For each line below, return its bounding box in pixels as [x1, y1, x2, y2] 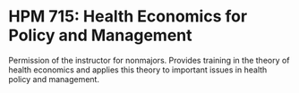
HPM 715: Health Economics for [8, 6, 248, 27]
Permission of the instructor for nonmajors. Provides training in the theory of [8, 55, 290, 65]
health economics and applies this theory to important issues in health [8, 64, 268, 75]
